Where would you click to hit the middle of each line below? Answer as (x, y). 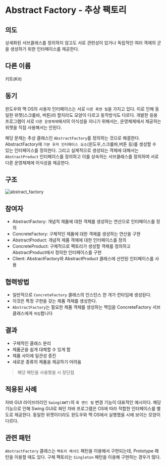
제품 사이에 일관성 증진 (34, 355)
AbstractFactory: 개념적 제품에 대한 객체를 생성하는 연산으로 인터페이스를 (83, 222)
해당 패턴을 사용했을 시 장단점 (46, 372)
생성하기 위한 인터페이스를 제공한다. (45, 49)
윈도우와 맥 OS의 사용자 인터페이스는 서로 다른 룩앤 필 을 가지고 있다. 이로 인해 (80, 109)
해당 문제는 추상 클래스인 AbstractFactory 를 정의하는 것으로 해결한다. (73, 138)
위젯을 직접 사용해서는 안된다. (34, 127)
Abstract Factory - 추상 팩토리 (66, 10)
